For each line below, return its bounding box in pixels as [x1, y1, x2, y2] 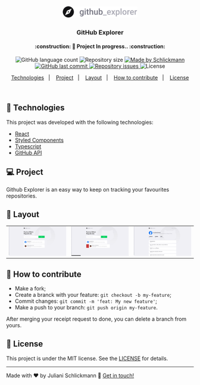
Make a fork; [14, 284, 46, 292]
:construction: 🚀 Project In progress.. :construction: [35, 43, 165, 50]
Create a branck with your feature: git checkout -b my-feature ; [14, 291, 171, 298]
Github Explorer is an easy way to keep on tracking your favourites [6, 186, 170, 193]
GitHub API [14, 149, 42, 156]
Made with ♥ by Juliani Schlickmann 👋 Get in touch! [6, 372, 135, 379]
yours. [6, 321, 22, 328]
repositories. [6, 192, 37, 199]
